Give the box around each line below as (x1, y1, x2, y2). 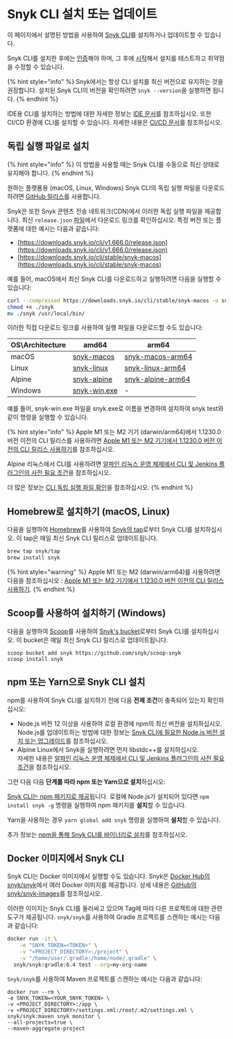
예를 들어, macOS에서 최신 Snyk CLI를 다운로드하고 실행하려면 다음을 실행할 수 (7, 275, 222, 283)
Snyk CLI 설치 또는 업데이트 (7, 6, 157, 22)
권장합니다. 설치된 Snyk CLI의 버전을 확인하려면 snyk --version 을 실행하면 (7, 86, 212, 94)
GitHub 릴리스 (25, 192, 64, 200)
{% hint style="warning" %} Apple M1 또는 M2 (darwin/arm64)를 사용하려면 (7, 567, 221, 576)
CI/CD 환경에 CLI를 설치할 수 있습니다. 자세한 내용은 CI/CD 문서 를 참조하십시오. (7, 118, 223, 126)
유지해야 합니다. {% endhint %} (7, 169, 94, 177)
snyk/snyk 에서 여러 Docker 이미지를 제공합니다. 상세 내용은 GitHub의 (7, 881, 197, 889)
